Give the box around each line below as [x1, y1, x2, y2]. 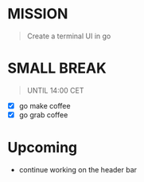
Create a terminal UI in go [26, 31, 111, 41]
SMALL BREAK [7, 59, 107, 77]
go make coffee [18, 101, 71, 110]
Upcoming [7, 139, 78, 156]
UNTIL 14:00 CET [26, 85, 84, 95]
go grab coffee [18, 109, 68, 120]
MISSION [7, 5, 68, 23]
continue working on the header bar [18, 164, 137, 174]
